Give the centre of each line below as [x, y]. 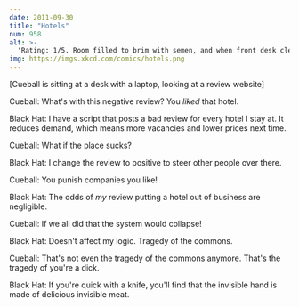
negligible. [28, 206]
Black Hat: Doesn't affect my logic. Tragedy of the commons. [121, 241]
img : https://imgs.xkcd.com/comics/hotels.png [97, 59]
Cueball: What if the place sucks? [70, 145]
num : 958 [25, 34]
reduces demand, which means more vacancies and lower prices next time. [148, 128]
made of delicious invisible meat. [69, 294]
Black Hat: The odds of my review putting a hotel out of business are [135, 197]
